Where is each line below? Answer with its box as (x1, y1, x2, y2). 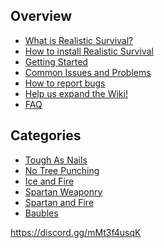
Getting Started (24, 55, 88, 68)
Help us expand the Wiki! (24, 87, 128, 99)
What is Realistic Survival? (24, 34, 134, 46)
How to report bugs (24, 77, 106, 89)
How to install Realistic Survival (24, 45, 154, 57)
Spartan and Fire (24, 196, 95, 208)
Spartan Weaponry (24, 185, 103, 198)
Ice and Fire (24, 175, 75, 187)
